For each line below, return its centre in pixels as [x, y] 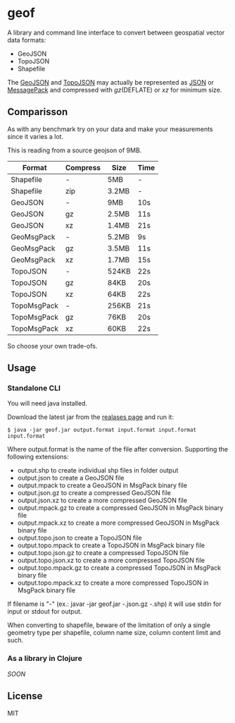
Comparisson [38, 112]
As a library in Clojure [45, 659]
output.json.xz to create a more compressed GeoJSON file [102, 500]
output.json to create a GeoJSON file [71, 478]
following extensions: [38, 457]
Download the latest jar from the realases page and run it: [91, 417]
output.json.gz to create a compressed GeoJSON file [94, 493]
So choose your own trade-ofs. [52, 346]
